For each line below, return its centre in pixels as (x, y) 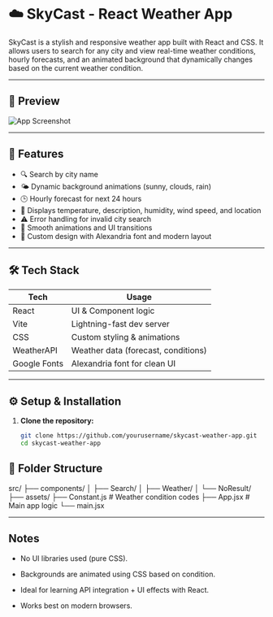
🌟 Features (36, 154)
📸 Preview (34, 101)
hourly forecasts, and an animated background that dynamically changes (131, 59)
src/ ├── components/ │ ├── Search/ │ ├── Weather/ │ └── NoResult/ (130, 488)
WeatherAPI (35, 350)
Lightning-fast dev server (121, 324)
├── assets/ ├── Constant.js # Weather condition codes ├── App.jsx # (129, 497)
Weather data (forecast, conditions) (139, 350)
